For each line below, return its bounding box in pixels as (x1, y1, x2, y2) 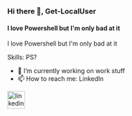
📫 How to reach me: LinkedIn (17, 75, 104, 83)
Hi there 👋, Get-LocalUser (7, 6, 96, 16)
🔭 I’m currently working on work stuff (17, 67, 125, 75)
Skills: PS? (7, 53, 37, 62)
